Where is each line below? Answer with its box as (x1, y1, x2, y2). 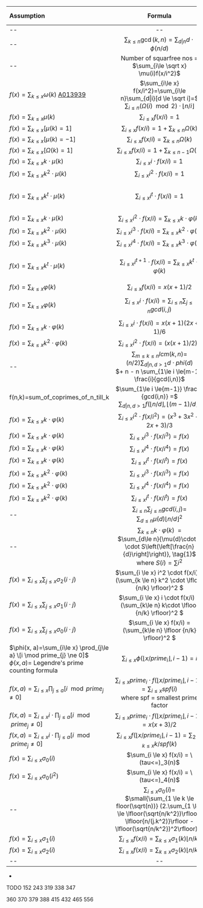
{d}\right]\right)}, (123, 550, 171, 558)
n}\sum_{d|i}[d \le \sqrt (120, 94, 185, 102)
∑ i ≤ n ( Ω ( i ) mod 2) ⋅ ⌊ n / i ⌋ (124, 102, 195, 112)
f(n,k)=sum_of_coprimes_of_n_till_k (9, 393, 110, 401)
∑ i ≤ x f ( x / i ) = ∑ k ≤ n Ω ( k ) (126, 135, 192, 145)
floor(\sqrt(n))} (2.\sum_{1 (115, 802, 192, 810)
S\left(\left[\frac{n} (141, 542, 195, 550)
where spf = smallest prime (120, 693, 198, 702)
